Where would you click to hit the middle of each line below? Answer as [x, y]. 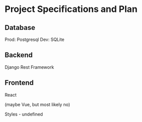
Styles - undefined [24, 114]
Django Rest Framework [29, 67]
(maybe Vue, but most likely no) [37, 104]
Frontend [19, 83]
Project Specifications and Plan [71, 9]
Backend [19, 55]
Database [20, 28]
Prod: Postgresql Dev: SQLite [34, 39]
